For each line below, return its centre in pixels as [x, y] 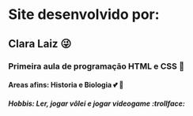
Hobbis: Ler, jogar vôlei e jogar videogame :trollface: [97, 103]
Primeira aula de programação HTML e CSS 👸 [96, 66]
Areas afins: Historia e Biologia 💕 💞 [66, 85]
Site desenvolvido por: [84, 15]
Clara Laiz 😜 [40, 44]
